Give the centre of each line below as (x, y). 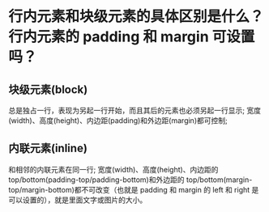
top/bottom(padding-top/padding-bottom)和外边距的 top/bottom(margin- (130, 180)
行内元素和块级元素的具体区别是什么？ (137, 17)
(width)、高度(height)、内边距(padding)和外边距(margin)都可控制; (118, 121)
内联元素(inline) (48, 148)
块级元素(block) (48, 89)
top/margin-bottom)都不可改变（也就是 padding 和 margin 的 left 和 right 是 (134, 189)
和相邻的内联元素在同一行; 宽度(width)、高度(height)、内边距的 (113, 169)
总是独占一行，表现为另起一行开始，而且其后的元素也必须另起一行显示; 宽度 (135, 110)
